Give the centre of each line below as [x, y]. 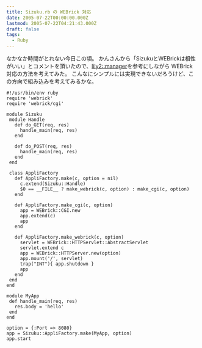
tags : [13, 35]
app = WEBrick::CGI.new [50, 211]
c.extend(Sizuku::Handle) [53, 184]
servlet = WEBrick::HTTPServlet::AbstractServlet [84, 242]
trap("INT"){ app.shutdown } [57, 264]
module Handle [27, 120]
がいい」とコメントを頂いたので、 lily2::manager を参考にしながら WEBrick [100, 66]
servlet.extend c [42, 248]
